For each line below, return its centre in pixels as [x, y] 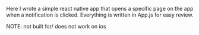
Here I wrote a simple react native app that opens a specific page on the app [100, 9]
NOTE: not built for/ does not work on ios [56, 26]
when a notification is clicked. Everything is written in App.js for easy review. [100, 15]
